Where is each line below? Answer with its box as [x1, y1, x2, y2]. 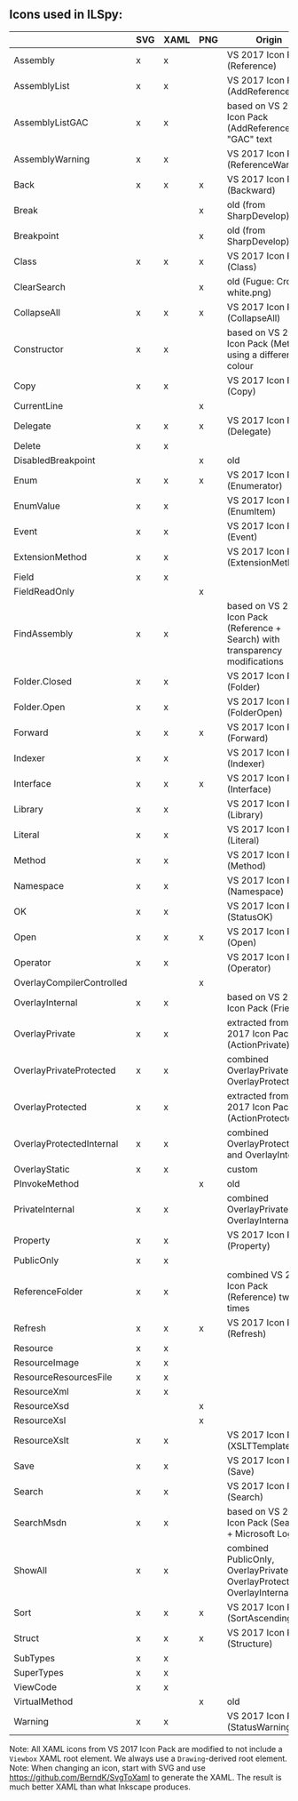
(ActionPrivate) [226, 1038, 291, 1051]
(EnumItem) [226, 505, 277, 517]
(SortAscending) [226, 1612, 296, 1624]
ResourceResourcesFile [13, 1371, 113, 1383]
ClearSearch [13, 280, 67, 292]
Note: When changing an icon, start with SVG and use [9, 1762, 206, 1773]
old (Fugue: [226, 275, 275, 287]
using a [226, 348, 257, 361]
